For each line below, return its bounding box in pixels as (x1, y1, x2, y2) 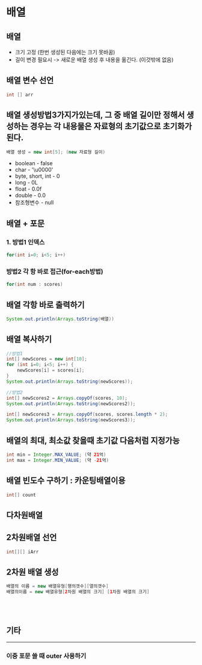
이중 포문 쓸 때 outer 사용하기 (6, 652, 87, 660)
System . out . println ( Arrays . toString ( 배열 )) (6, 316, 114, 322)
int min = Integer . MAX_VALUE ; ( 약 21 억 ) (6, 452, 106, 458)
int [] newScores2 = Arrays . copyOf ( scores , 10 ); (6, 395, 128, 401)
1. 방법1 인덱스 (6, 238, 45, 246)
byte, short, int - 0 (14, 172, 60, 180)
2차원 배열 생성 (6, 567, 59, 577)
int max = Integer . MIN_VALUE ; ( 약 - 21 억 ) (6, 457, 109, 463)
